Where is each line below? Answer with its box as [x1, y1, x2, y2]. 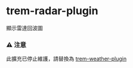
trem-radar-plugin [6, 4, 98, 18]
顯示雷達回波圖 [6, 24, 43, 31]
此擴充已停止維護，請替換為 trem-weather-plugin [6, 55, 127, 63]
